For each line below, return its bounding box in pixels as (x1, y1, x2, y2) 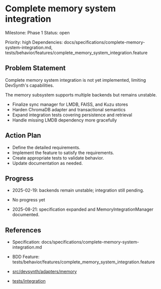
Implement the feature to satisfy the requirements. (12, 150, 114, 156)
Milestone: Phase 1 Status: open (5, 30, 70, 35)
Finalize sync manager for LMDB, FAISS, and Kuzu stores (12, 101, 128, 107)
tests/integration (12, 278, 46, 284)
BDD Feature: (12, 254, 40, 260)
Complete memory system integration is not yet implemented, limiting (5, 77, 146, 83)
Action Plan (5, 131, 41, 140)
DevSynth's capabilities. (5, 82, 54, 88)
